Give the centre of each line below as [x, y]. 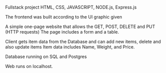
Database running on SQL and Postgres [46, 56]
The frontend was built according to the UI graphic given [64, 17]
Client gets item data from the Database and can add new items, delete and [83, 41]
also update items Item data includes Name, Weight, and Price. [70, 47]
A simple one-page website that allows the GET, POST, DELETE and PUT [80, 26]
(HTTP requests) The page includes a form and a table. [62, 32]
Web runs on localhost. [29, 66]
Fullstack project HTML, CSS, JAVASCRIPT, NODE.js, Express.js [71, 7]
